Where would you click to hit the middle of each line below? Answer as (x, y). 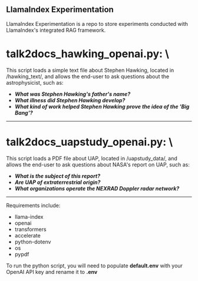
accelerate (28, 235)
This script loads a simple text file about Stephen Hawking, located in (90, 70)
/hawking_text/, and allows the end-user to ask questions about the (88, 76)
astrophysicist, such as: (35, 82)
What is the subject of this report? (57, 176)
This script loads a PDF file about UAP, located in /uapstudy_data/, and (92, 158)
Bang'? (24, 113)
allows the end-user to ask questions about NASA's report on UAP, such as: (98, 165)
